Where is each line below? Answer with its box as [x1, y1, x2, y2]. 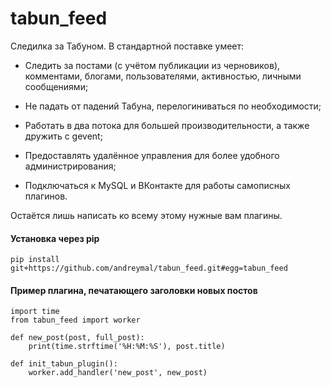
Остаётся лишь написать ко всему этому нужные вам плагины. [10, 209, 283, 221]
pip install [10, 255, 60, 265]
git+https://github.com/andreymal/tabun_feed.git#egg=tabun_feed [10, 263, 288, 274]
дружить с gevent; [24, 130, 103, 142]
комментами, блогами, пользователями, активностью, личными [24, 70, 302, 82]
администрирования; [24, 160, 117, 172]
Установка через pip [10, 232, 100, 244]
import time [10, 307, 60, 317]
